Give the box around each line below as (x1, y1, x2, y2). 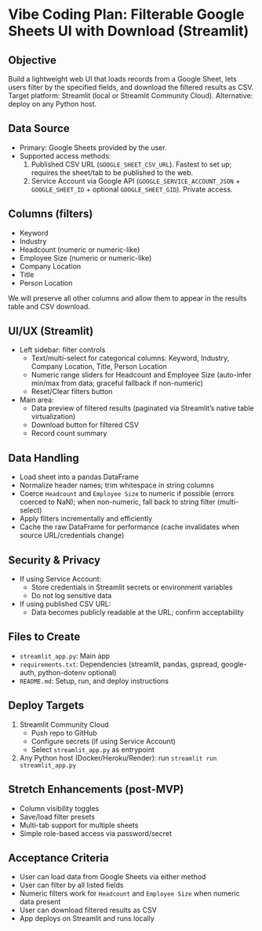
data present (19, 897, 61, 907)
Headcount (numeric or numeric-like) (19, 245, 140, 254)
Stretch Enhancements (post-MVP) (8, 783, 184, 796)
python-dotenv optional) (38, 667, 117, 677)
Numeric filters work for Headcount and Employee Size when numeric (19, 889, 241, 898)
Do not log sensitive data (31, 591, 112, 601)
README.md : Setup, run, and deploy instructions (19, 676, 169, 685)
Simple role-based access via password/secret (19, 828, 173, 838)
